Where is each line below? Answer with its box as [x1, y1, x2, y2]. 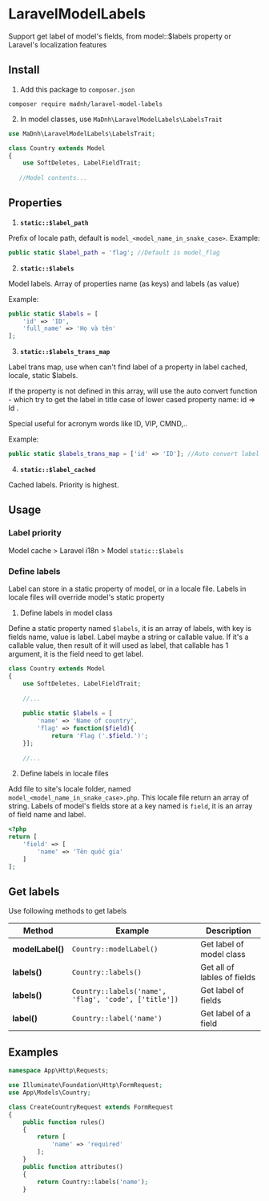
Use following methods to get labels [8, 906, 127, 916]
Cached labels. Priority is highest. [8, 480, 119, 490]
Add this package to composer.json [19, 84, 135, 94]
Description [205, 925, 252, 936]
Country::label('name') [71, 1014, 163, 1024]
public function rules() [22, 1118, 106, 1126]
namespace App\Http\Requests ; [8, 1067, 110, 1075]
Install [8, 63, 40, 77]
